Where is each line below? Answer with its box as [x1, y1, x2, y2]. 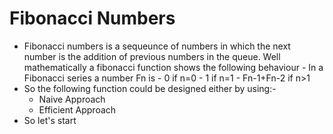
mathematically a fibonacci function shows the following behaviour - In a [23, 61, 324, 73]
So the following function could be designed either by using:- [23, 82, 277, 94]
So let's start [23, 114, 77, 126]
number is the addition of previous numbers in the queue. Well [23, 50, 281, 62]
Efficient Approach [38, 103, 117, 116]
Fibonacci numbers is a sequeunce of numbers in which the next [23, 40, 291, 52]
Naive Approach [38, 93, 106, 105]
